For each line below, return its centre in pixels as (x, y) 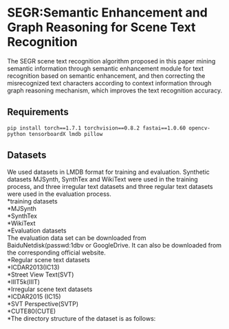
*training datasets (32, 201)
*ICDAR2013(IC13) (33, 267)
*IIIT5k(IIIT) (23, 281)
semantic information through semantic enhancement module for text (106, 68)
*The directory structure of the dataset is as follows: (81, 318)
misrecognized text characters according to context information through (109, 83)
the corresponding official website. (56, 252)
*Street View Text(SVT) (41, 275)
